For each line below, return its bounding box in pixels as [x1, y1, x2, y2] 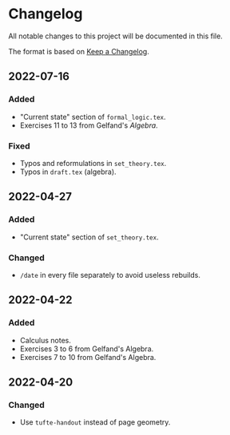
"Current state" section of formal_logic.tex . [19, 112, 166, 121]
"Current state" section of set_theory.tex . [19, 232, 159, 242]
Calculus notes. [19, 335, 72, 345]
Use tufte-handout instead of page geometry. [19, 417, 171, 427]
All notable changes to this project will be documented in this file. [8, 31, 224, 41]
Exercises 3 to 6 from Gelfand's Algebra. [19, 344, 154, 354]
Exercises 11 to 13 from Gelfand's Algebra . [19, 121, 158, 130]
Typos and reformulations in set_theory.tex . [19, 158, 167, 168]
